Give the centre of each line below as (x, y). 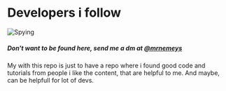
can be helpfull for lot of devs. (51, 80)
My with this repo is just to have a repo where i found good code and (106, 65)
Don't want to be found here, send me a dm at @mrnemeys (95, 48)
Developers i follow (64, 13)
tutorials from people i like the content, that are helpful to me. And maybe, (114, 73)
